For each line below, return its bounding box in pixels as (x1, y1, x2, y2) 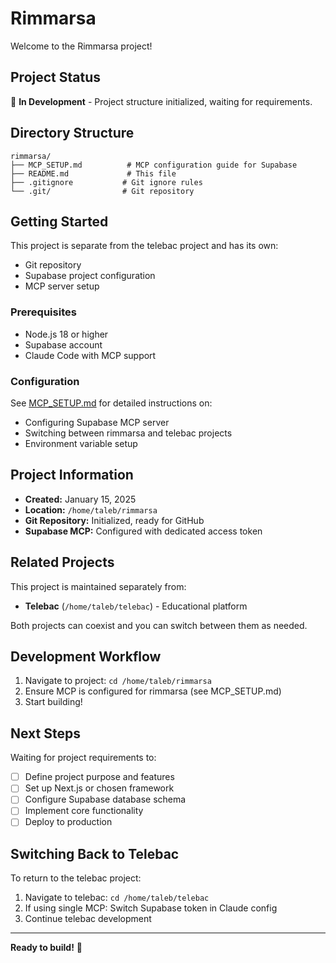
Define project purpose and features (24, 771, 175, 783)
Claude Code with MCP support (24, 349, 157, 361)
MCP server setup (24, 280, 100, 292)
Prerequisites (10, 305, 77, 319)
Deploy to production (24, 816, 113, 828)
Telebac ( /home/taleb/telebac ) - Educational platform (24, 600, 248, 612)
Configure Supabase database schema (24, 793, 187, 806)
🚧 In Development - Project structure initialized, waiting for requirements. (10, 95, 313, 107)
